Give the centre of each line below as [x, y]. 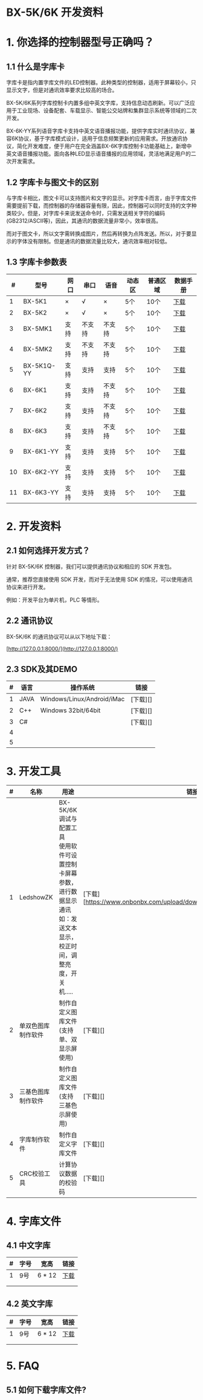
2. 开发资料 [34, 527]
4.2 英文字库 [30, 1304]
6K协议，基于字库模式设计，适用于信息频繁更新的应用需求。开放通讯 [97, 139]
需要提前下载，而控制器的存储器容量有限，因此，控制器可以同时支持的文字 [99, 206]
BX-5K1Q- [40, 366]
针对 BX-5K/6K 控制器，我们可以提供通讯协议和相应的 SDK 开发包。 [91, 566]
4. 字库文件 [34, 1221]
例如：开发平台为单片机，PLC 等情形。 [54, 600]
